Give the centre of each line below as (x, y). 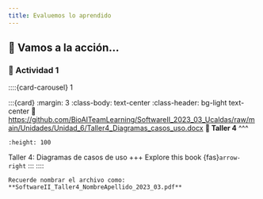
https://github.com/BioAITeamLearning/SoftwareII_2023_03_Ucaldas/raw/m (131, 120)
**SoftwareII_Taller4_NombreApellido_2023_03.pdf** (95, 187)
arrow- (230, 158)
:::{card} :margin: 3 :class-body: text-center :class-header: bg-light (118, 103)
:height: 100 (30, 143)
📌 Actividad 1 (34, 70)
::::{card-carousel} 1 (41, 87)
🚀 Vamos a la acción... (64, 48)
